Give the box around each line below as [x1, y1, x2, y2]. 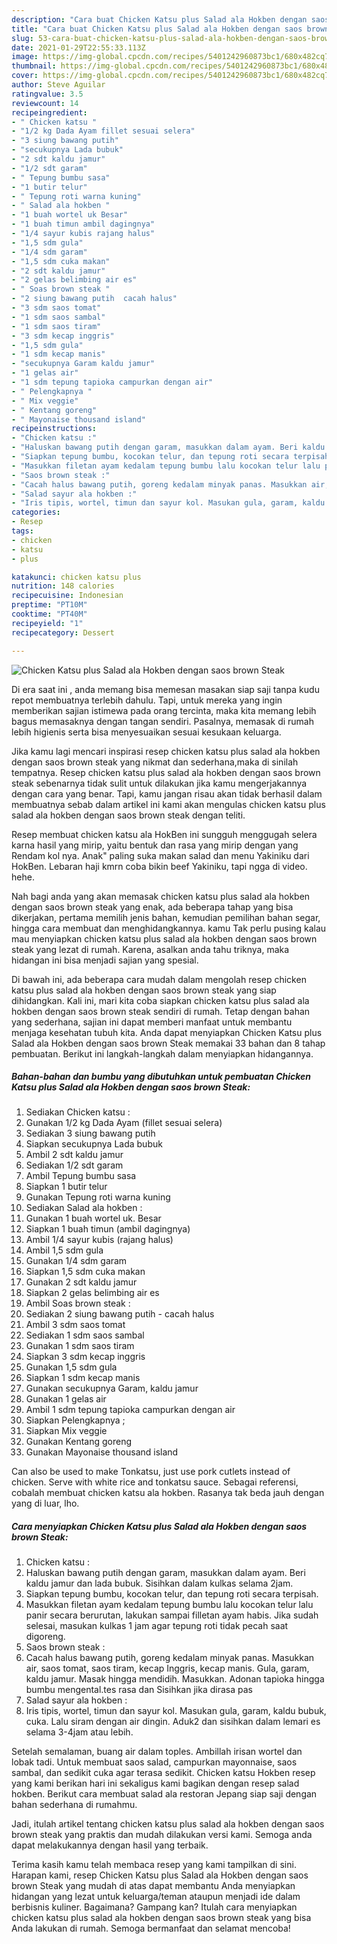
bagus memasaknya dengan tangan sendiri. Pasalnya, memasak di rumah [11, 715, 314, 727]
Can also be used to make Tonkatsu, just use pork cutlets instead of [11, 1466, 291, 1478]
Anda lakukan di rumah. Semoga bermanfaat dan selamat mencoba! [11, 1922, 291, 1935]
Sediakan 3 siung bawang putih [25, 1127, 156, 1140]
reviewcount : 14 [11, 98, 79, 108]
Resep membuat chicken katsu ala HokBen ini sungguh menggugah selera [11, 828, 318, 840]
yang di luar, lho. [11, 1497, 80, 1510]
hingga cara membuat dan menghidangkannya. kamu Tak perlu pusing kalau [11, 922, 327, 934]
